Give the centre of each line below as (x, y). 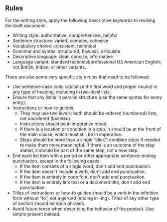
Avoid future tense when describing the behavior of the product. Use (83, 208)
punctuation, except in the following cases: (56, 161)
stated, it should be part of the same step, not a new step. (79, 150)
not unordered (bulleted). (46, 118)
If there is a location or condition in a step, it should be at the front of (90, 129)
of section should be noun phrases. (49, 203)
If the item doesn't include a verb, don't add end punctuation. (83, 171)
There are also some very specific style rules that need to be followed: (78, 76)
